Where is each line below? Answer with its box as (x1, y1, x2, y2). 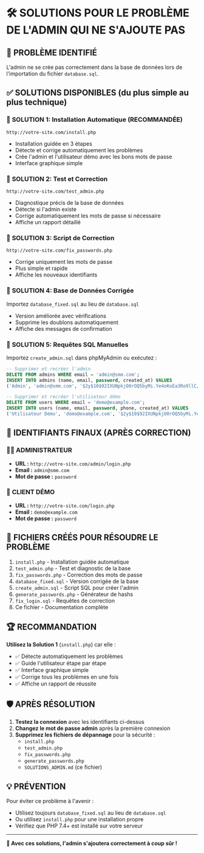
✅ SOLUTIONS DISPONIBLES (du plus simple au (6, 88, 189, 98)
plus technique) (6, 97, 67, 108)
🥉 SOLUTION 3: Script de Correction (6, 233, 115, 242)
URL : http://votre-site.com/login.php (15, 501, 115, 509)
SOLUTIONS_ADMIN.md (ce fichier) (24, 763, 103, 771)
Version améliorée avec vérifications (15, 312, 106, 319)
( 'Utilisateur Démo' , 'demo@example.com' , (6, 411, 115, 417)
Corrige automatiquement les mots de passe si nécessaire (15, 212, 161, 219)
